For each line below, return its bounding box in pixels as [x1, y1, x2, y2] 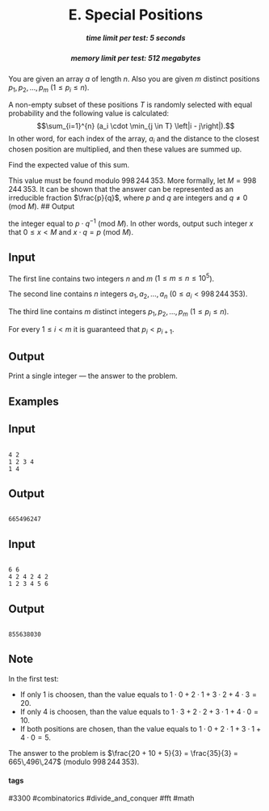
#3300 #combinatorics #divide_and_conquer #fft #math [8, 793, 195, 803]
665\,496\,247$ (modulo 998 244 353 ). [8, 757, 140, 766]
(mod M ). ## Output [8, 202, 75, 211]
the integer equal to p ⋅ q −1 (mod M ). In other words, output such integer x [8, 217, 254, 228]
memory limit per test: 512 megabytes [70, 53, 201, 63]
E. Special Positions [68, 6, 204, 24]
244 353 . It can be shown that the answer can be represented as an [8, 185, 234, 194]
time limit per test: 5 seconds [86, 32, 186, 42]
